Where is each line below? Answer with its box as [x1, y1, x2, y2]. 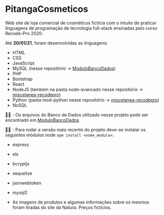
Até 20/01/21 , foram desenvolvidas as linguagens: [5, 40, 108, 46]
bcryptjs [12, 161, 30, 166]
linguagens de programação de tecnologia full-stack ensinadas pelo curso [5, 25, 158, 31]
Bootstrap [12, 76, 33, 82]
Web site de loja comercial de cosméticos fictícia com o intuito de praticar [5, 20, 157, 26]
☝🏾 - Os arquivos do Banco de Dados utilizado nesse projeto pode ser [5, 111, 149, 117]
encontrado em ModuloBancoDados [5, 117, 80, 123]
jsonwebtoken [12, 180, 41, 186]
